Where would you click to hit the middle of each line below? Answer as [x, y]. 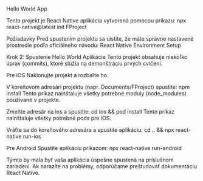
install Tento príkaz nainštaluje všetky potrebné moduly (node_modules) [96, 93]
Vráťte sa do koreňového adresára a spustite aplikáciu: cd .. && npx [90, 130]
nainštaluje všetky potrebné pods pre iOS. [59, 118]
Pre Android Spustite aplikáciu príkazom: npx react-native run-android [94, 148]
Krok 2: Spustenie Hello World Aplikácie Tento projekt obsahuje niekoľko [97, 57]
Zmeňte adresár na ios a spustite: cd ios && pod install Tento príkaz [91, 111]
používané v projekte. [33, 100]
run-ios [32, 136]
